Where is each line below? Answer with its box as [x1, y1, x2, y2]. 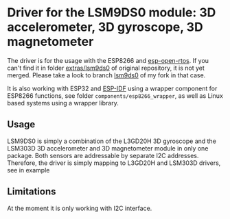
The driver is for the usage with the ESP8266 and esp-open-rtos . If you [7, 56, 209, 64]
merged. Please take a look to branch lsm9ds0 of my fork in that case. [7, 70, 206, 79]
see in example [7, 166, 50, 174]
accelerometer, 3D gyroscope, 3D [7, 19, 204, 35]
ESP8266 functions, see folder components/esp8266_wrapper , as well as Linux [7, 91, 223, 100]
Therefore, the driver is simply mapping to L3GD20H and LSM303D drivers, [7, 159, 221, 167]
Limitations [7, 186, 56, 198]
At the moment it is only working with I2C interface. [7, 204, 152, 212]
